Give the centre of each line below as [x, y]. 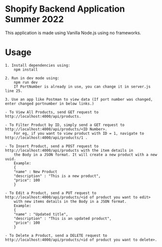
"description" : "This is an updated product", [63, 218]
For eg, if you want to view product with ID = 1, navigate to [79, 133]
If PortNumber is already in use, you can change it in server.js [82, 87]
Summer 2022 [34, 19]
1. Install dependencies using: [38, 65]
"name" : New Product [35, 172]
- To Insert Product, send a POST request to [52, 146]
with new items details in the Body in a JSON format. [70, 201]
